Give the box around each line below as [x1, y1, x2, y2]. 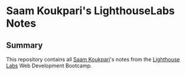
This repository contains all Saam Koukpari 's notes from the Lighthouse [6, 56, 180, 63]
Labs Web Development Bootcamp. [6, 62, 93, 69]
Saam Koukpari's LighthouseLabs [6, 4, 175, 18]
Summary [6, 40, 43, 50]
